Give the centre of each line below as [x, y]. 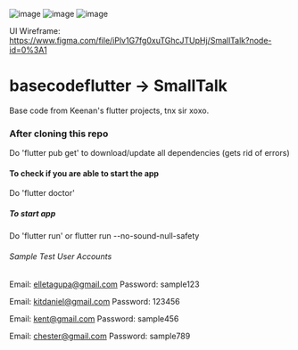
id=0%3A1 [28, 50]
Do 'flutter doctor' [42, 193]
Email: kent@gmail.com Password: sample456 [94, 318]
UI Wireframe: [35, 31]
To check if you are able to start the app [84, 173]
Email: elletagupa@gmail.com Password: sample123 [104, 284]
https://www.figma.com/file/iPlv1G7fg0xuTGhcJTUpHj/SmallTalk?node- [141, 41]
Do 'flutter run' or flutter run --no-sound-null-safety [104, 236]
